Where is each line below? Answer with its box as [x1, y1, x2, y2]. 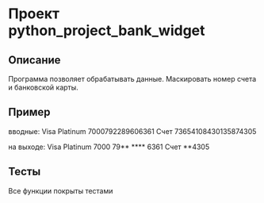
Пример [8, 105, 51, 119]
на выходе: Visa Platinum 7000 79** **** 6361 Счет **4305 [8, 142, 210, 151]
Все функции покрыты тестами [8, 186, 113, 195]
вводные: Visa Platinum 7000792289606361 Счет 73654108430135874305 [8, 126, 257, 136]
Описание [8, 53, 61, 67]
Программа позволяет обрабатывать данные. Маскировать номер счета [8, 75, 257, 83]
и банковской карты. [8, 82, 79, 92]
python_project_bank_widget [8, 21, 205, 40]
